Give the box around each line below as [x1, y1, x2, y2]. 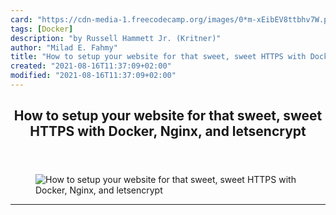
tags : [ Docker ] [10, 24, 74, 34]
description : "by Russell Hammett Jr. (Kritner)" [10, 33, 222, 43]
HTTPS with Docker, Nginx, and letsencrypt [29, 123, 307, 140]
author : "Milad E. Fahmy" [10, 42, 118, 53]
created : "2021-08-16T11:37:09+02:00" [10, 61, 172, 71]
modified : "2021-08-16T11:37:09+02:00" [10, 71, 177, 81]
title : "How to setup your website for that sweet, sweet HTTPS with [10, 52, 307, 62]
